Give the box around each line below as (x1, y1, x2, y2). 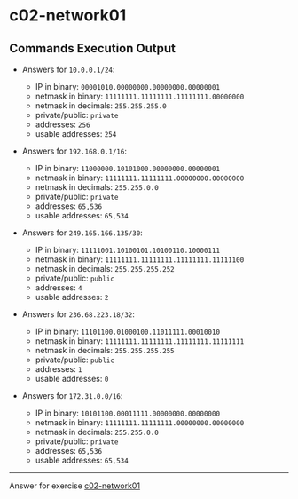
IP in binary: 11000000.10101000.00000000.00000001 (35, 163, 220, 173)
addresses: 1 (35, 364, 82, 374)
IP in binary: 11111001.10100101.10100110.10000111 (35, 245, 220, 255)
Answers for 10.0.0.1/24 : (21, 64, 115, 75)
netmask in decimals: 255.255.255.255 (35, 345, 175, 355)
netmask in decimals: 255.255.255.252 (35, 264, 175, 273)
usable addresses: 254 (35, 129, 117, 139)
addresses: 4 (35, 282, 82, 293)
